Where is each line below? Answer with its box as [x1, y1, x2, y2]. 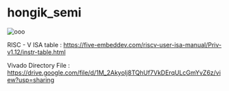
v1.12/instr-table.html [7, 48, 66, 56]
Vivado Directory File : [7, 61, 70, 69]
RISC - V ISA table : [7, 40, 62, 49]
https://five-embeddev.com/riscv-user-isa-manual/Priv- [63, 40, 222, 49]
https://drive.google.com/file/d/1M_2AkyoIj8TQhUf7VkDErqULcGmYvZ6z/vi [7, 68, 221, 77]
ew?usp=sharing [7, 75, 55, 83]
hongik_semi [7, 5, 82, 21]
